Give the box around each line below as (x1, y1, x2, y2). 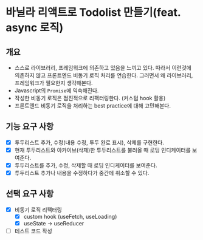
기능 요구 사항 (5, 122, 54, 132)
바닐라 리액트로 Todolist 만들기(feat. (5, 5, 181, 19)
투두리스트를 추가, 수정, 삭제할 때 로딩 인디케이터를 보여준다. (14, 162, 157, 169)
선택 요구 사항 (5, 189, 54, 199)
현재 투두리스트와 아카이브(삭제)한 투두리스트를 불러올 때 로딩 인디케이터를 (14, 146, 191, 154)
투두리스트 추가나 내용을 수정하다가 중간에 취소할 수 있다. (14, 170, 150, 176)
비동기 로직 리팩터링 (14, 206, 62, 213)
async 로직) (5, 21, 64, 35)
